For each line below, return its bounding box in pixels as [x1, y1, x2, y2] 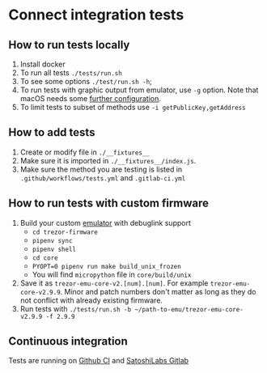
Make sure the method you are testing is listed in [19, 164, 183, 174]
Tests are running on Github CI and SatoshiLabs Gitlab [8, 356, 189, 366]
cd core [32, 253, 58, 262]
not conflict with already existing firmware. [19, 295, 163, 305]
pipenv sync [32, 236, 73, 244]
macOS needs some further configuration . [19, 94, 162, 103]
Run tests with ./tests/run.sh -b [19, 303, 132, 313]
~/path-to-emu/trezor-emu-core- [134, 305, 244, 313]
